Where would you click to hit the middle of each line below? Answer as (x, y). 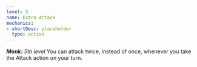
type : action (28, 34)
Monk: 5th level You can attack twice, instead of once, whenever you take (99, 51)
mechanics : (20, 23)
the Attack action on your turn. (45, 58)
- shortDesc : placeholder (39, 29)
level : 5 (17, 12)
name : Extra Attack (31, 18)
